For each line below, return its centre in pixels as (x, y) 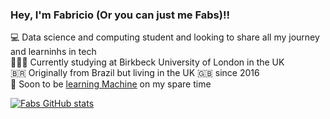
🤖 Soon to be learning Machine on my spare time (111, 84)
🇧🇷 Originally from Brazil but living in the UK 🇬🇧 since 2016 (135, 73)
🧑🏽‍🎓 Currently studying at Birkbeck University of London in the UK (147, 62)
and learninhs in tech (53, 52)
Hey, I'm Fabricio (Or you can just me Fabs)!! (120, 15)
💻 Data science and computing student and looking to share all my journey (165, 37)
